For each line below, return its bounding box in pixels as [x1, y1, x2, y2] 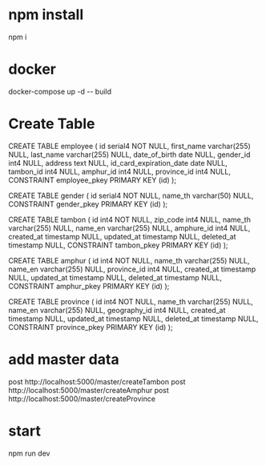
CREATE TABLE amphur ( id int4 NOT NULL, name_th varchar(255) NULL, [8, 255, 250, 265]
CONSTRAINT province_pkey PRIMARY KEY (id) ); [8, 322, 174, 331]
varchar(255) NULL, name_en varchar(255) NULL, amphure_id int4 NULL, [8, 223, 251, 233]
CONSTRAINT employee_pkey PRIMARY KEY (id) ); [8, 175, 177, 185]
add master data [8, 351, 119, 368]
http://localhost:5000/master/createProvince [8, 394, 156, 404]
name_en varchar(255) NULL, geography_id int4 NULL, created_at [8, 305, 226, 315]
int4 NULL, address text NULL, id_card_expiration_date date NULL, [8, 158, 228, 167]
